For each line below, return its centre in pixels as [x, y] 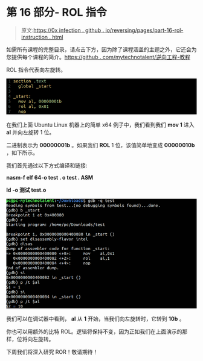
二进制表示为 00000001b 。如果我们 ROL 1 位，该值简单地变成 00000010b [101, 145]
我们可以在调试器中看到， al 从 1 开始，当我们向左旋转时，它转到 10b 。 [95, 319]
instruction [34, 37]
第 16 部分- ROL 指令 [56, 12]
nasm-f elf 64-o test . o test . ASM [50, 177]
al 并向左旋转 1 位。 [31, 132]
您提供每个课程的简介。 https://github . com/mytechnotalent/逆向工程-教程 [98, 57]
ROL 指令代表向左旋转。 [36, 69]
